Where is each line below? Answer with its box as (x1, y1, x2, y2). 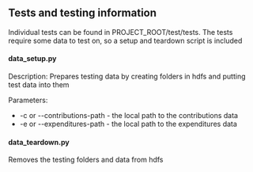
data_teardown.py (8, 137, 70, 147)
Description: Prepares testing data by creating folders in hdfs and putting (8, 71, 247, 82)
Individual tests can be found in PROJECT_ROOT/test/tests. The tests (8, 27, 233, 36)
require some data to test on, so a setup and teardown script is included (8, 36, 243, 45)
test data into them (8, 80, 70, 90)
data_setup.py (8, 54, 57, 63)
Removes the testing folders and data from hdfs (8, 155, 164, 165)
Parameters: (8, 95, 48, 105)
